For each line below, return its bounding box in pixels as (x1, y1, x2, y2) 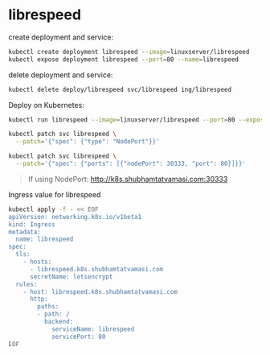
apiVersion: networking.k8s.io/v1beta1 (8, 213, 142, 221)
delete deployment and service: (8, 70, 113, 80)
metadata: (8, 228, 42, 236)
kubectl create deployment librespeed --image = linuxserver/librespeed (8, 47, 250, 56)
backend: (43, 318, 74, 326)
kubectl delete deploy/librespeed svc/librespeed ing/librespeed (8, 85, 231, 93)
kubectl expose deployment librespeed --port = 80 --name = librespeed (8, 55, 239, 64)
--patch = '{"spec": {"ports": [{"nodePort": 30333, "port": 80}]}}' (15, 159, 247, 168)
